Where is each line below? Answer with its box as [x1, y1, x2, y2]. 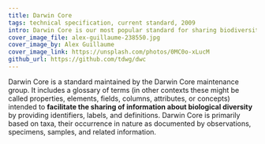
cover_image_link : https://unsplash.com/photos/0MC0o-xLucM [8, 48, 211, 56]
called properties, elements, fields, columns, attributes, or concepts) [8, 94, 230, 103]
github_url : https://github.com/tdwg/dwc [8, 56, 147, 64]
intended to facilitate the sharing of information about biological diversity [8, 102, 253, 111]
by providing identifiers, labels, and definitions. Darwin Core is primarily [8, 110, 241, 120]
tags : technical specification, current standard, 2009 [8, 19, 196, 27]
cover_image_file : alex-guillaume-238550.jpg [8, 33, 160, 42]
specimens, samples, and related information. [8, 127, 156, 136]
